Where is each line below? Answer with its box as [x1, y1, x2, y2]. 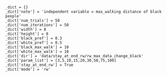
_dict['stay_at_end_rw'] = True [5, 62, 73, 67]
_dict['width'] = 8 [5, 27, 47, 32]
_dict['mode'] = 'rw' [5, 67, 51, 72]
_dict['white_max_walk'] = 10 [5, 49, 69, 54]
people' [5, 14, 22, 19]
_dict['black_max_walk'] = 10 [5, 45, 69, 50]
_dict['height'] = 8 [5, 31, 49, 36]
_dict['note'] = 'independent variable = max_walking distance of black [5, 9, 162, 14]
